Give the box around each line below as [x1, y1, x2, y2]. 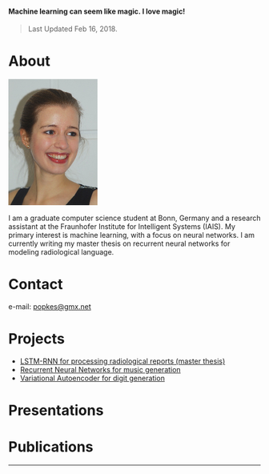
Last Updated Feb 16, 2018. [27, 24, 118, 34]
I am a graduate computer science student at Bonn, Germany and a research [8, 213, 261, 223]
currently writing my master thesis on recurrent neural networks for [8, 239, 231, 248]
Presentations [8, 401, 104, 420]
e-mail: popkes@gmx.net [8, 302, 92, 311]
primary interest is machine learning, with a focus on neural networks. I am [8, 231, 255, 240]
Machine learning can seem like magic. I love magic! [8, 6, 186, 16]
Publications [8, 438, 94, 456]
